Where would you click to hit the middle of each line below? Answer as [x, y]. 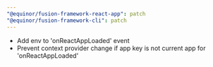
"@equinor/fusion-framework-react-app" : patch [76, 14]
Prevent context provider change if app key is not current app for [111, 48]
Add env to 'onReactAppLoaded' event [73, 40]
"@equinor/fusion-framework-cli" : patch [67, 20]
